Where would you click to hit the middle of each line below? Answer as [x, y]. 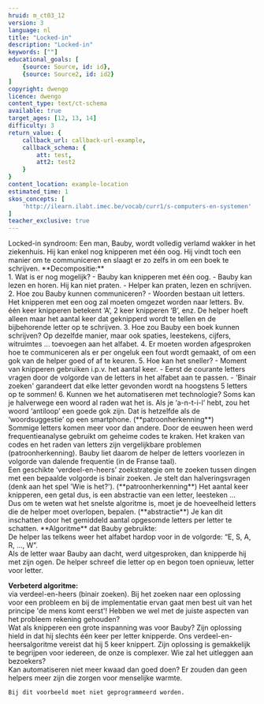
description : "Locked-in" [50, 45]
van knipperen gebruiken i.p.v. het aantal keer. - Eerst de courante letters [127, 369]
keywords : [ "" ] [33, 52]
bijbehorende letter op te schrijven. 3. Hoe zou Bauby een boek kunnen [124, 328]
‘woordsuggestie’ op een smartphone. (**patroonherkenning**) [111, 420]
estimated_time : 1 [38, 191]
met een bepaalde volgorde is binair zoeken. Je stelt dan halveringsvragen [129, 478]
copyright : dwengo [38, 89]
